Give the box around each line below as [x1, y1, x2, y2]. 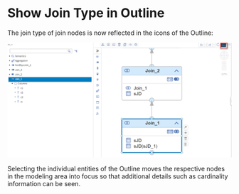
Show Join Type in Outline [7, 5, 165, 21]
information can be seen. [7, 179, 80, 188]
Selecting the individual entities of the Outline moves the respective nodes [7, 164, 225, 173]
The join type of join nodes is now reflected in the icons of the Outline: [7, 28, 213, 37]
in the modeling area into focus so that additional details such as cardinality [7, 172, 228, 180]
